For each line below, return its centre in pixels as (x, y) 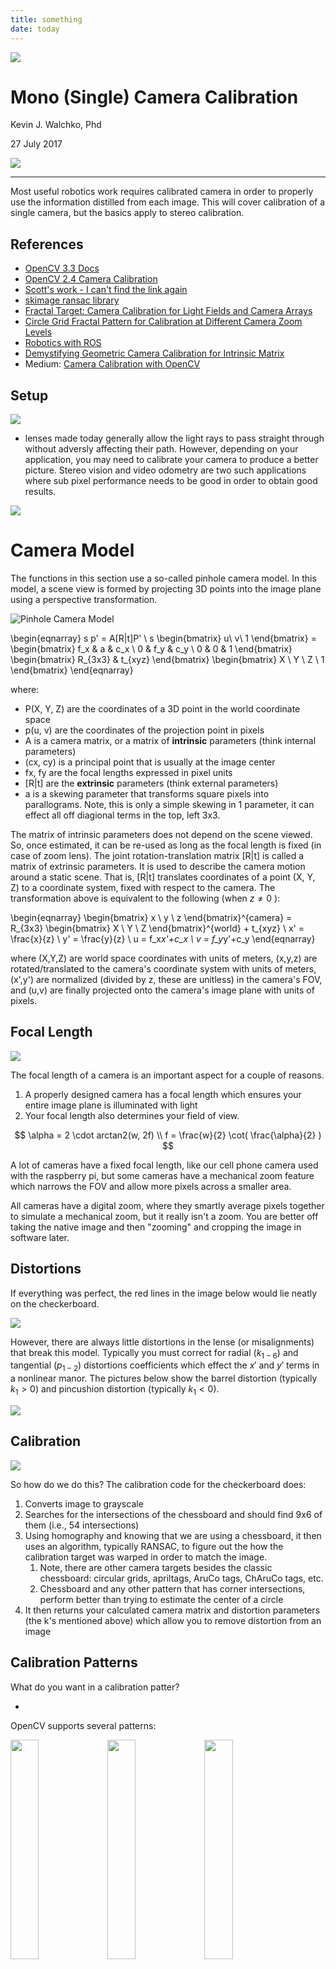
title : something (46, 19)
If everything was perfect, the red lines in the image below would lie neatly (164, 1293)
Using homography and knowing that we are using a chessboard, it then (173, 1535)
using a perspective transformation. (84, 599)
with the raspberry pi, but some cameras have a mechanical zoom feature (162, 1175)
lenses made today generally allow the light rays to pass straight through (174, 438)
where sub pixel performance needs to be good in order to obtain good (171, 481)
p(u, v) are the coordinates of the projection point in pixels (144, 730)
